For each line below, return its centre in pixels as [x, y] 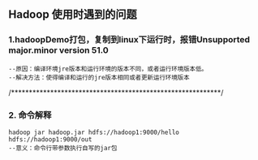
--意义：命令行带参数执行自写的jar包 [63, 148]
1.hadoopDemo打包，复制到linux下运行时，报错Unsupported [129, 40]
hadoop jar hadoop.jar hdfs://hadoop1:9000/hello [94, 132]
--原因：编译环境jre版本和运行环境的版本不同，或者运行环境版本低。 [108, 69]
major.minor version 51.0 [58, 50]
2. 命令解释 [30, 115]
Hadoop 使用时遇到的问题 [73, 15]
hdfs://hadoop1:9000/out [50, 139]
